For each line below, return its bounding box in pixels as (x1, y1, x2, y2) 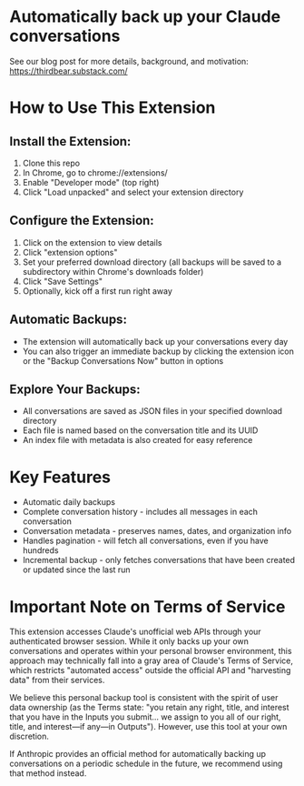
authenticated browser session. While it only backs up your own (9, 636, 250, 647)
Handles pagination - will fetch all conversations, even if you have (22, 535, 270, 547)
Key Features (9, 467, 112, 488)
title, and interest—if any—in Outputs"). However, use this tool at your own (9, 721, 288, 732)
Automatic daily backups (22, 497, 116, 508)
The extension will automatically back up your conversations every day (22, 336, 289, 347)
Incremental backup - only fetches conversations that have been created (22, 555, 296, 566)
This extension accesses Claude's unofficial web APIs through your (9, 626, 261, 638)
